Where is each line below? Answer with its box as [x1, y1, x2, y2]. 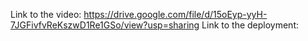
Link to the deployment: [201, 19, 300, 31]
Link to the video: [10, 9, 82, 20]
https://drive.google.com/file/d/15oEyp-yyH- [83, 9, 268, 20]
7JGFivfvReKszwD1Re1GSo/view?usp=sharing [10, 19, 200, 31]
